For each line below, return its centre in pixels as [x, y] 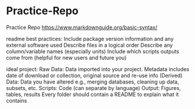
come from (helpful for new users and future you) [66, 57]
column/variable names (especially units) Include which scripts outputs [93, 51]
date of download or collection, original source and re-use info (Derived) [95, 75]
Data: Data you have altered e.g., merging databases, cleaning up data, [92, 82]
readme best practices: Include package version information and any [90, 39]
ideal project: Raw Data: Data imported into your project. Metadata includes [98, 69]
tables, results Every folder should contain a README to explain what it [92, 94]
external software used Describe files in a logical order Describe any [90, 45]
